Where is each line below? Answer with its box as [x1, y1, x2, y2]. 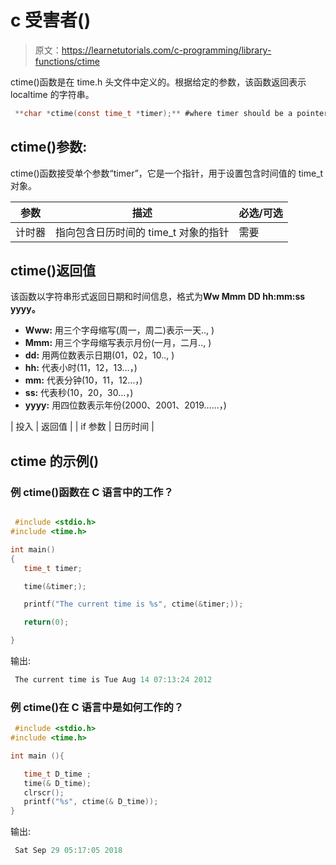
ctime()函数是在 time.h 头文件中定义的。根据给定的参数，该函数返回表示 [10, 76, 307, 88]
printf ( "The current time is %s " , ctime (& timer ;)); [23, 599, 244, 610]
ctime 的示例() [10, 452, 100, 470]
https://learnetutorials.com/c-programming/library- [61, 44, 272, 56]
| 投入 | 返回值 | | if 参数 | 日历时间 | [10, 421, 155, 433]
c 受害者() [10, 9, 92, 32]
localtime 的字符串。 [10, 88, 95, 100]
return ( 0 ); [23, 617, 70, 628]
